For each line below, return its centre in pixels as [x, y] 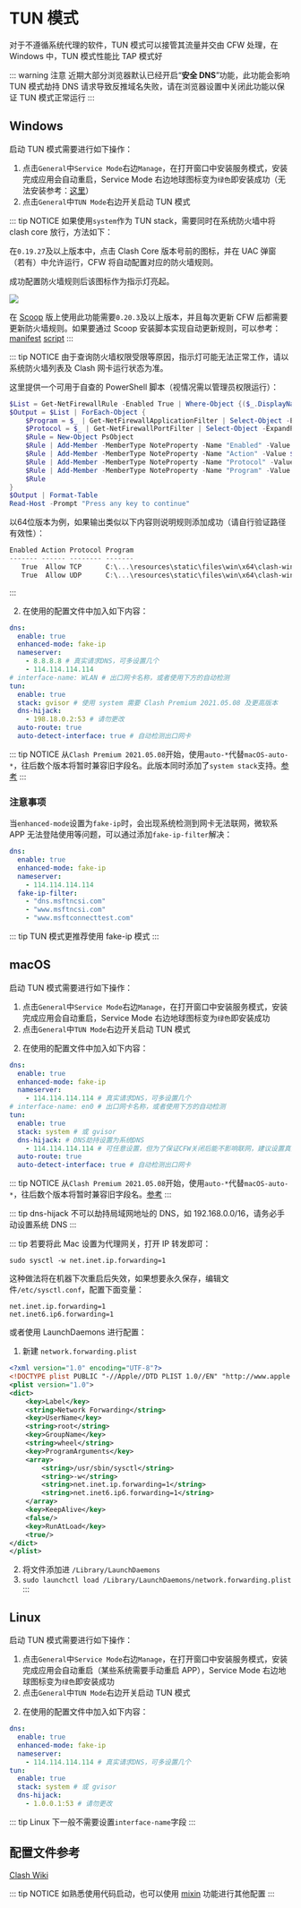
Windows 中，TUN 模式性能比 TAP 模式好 [86, 56]
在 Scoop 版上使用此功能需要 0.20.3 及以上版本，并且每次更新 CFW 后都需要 [149, 317]
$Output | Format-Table [54, 495]
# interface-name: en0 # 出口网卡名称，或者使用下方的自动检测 [117, 1107]
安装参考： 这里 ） [62, 190]
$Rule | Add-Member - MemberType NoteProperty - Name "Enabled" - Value [158, 446]
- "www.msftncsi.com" [65, 910]
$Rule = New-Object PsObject [80, 437]
